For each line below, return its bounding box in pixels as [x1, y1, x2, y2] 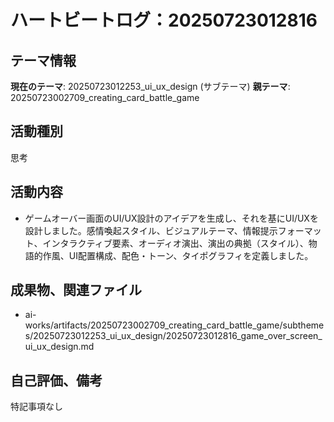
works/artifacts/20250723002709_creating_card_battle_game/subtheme [24, 319, 325, 331]
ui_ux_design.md [24, 341, 95, 353]
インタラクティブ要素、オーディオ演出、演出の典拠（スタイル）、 [42, 237, 309, 249]
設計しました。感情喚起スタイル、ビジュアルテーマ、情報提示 [24, 224, 278, 236]
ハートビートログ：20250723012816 [10, 9, 318, 32]
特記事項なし [10, 401, 63, 413]
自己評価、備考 [10, 372, 103, 389]
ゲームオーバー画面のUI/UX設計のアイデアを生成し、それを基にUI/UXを [24, 212, 319, 224]
